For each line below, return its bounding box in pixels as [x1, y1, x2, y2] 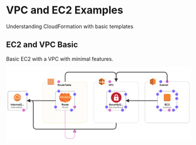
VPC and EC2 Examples [6, 4, 123, 17]
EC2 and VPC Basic [6, 40, 78, 50]
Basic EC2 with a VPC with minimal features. [6, 55, 113, 62]
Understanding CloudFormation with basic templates [6, 23, 134, 30]
